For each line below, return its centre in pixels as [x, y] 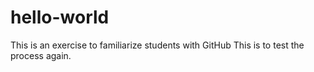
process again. [41, 55]
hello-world [60, 17]
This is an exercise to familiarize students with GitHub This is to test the [157, 45]
